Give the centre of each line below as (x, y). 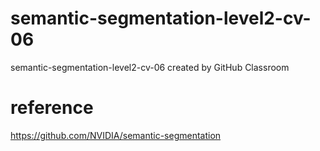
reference (52, 108)
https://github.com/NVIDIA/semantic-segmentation (116, 135)
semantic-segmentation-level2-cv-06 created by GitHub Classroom (150, 67)
